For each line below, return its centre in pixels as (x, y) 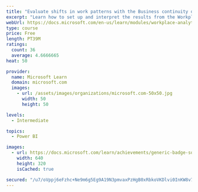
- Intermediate (30, 120)
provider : (18, 71)
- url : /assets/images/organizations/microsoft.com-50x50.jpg (95, 94)
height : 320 (31, 163)
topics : (16, 131)
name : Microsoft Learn (39, 77)
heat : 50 (17, 61)
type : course (22, 28)
